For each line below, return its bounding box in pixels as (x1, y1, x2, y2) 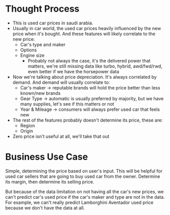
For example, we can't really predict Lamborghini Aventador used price (5, 199, 154, 205)
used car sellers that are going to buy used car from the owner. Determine (5, 173, 160, 179)
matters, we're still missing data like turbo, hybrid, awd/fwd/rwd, (27, 63, 162, 69)
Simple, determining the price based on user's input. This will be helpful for (5, 168, 162, 174)
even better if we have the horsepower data (27, 68, 119, 74)
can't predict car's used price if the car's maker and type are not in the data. (5, 194, 165, 200)
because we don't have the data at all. (5, 204, 85, 211)
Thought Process (5, 3, 80, 15)
